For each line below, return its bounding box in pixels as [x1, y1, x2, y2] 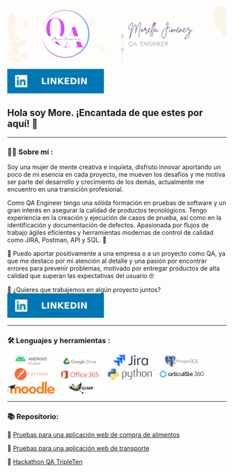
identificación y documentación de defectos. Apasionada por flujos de [7, 221, 209, 229]
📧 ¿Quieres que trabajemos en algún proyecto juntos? [7, 286, 162, 294]
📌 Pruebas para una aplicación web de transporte [7, 444, 150, 452]
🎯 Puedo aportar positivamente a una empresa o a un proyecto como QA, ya [7, 249, 226, 258]
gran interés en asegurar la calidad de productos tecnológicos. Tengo [7, 206, 208, 214]
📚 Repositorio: [7, 412, 59, 421]
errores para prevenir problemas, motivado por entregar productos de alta [7, 264, 220, 272]
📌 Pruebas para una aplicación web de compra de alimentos [7, 430, 180, 439]
